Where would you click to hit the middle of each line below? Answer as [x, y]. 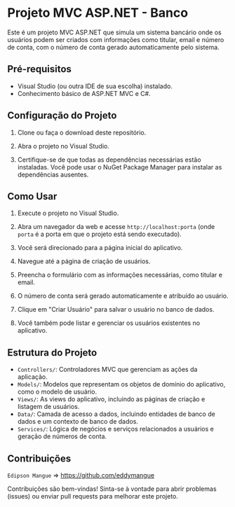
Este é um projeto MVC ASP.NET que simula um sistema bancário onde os [115, 32]
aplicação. [32, 377]
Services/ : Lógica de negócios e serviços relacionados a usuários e [115, 429]
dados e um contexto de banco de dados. [78, 422]
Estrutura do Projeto [52, 353]
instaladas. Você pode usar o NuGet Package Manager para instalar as [120, 167]
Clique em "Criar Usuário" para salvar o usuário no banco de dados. [116, 310]
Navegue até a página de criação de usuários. [84, 261]
